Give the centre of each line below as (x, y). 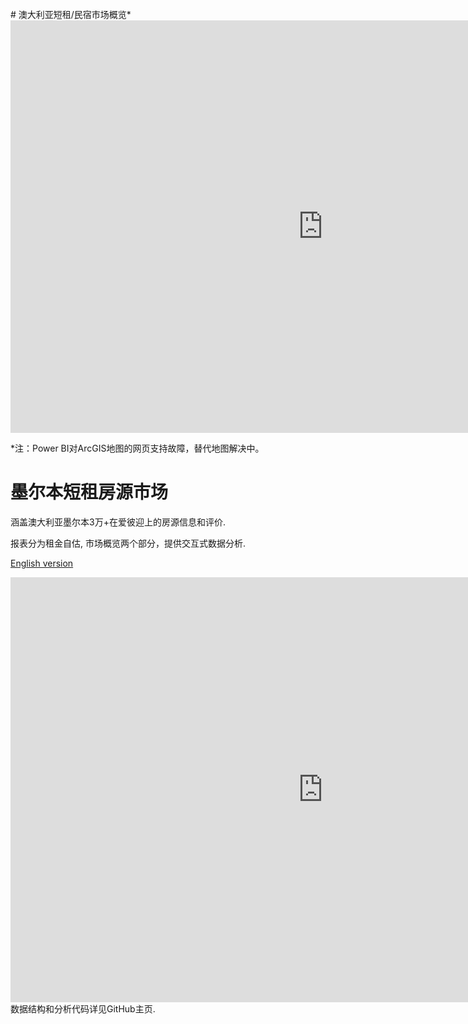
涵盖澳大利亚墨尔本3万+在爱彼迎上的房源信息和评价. (118, 522)
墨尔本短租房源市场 (89, 492)
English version (42, 563)
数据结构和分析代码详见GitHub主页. (83, 1008)
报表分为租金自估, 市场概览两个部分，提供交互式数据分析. (128, 543)
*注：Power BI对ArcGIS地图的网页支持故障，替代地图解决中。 (137, 448)
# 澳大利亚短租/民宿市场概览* (71, 14)
